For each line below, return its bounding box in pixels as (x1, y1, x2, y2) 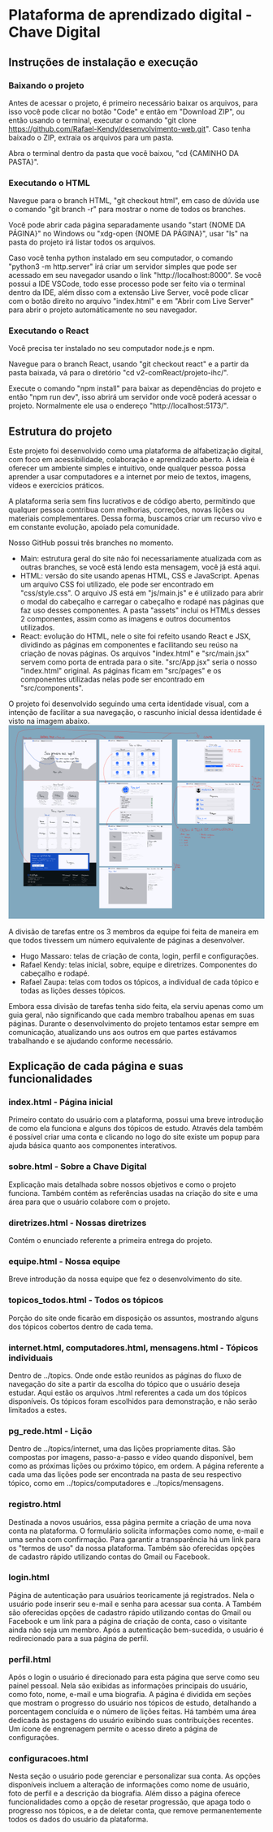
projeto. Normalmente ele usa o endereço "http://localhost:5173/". (8, 401, 229, 411)
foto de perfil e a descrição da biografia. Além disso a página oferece (8, 1789, 241, 1799)
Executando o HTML (8, 177, 91, 188)
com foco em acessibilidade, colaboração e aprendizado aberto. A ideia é (8, 455, 256, 465)
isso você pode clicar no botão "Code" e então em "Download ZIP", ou (8, 106, 245, 116)
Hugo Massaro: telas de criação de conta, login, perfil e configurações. (19, 951, 259, 960)
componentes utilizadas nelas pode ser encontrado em (19, 674, 205, 684)
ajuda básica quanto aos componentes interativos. (8, 1141, 177, 1150)
